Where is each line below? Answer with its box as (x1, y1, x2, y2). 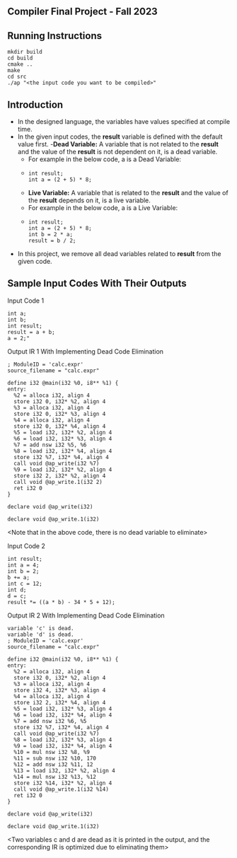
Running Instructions (7, 30, 103, 42)
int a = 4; (7, 562, 40, 569)
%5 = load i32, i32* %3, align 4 (13, 705, 112, 712)
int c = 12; (7, 580, 42, 587)
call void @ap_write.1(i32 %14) (13, 785, 110, 793)
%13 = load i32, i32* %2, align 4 (13, 767, 115, 774)
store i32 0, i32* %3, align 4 (13, 410, 106, 417)
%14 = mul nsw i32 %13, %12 (13, 773, 97, 780)
